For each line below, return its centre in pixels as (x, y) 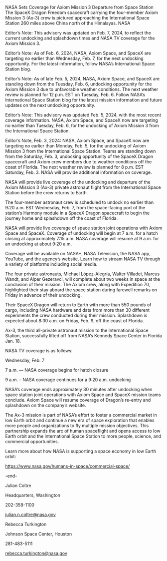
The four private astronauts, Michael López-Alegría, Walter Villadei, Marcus (83, 274)
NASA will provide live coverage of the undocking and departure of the (78, 182)
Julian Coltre (18, 486)
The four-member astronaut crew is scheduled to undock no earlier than (79, 202)
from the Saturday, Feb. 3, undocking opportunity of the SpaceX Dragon (79, 156)
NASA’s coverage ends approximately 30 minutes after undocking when (79, 389)
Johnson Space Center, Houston (39, 534)
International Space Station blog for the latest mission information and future (84, 100)
